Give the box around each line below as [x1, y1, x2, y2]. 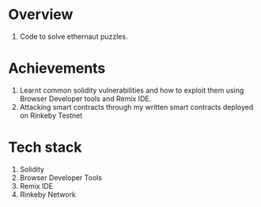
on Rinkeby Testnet [19, 111, 83, 120]
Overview [8, 6, 74, 24]
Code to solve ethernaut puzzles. [19, 32, 128, 41]
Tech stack [8, 138, 82, 156]
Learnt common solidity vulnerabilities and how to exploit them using [19, 85, 244, 95]
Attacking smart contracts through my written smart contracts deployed [19, 102, 254, 111]
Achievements [8, 59, 106, 77]
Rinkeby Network [19, 190, 77, 199]
